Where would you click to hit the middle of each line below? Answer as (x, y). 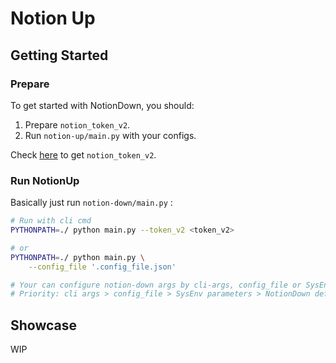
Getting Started (59, 55)
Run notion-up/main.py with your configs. (110, 135)
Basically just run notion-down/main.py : (91, 203)
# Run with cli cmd (51, 221)
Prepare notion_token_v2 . (77, 124)
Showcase (44, 325)
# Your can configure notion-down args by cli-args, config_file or (156, 285)
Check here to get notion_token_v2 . (83, 154)
